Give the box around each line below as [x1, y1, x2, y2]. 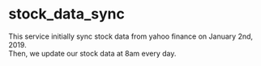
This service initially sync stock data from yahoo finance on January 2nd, [8, 31, 254, 41]
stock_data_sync [8, 5, 126, 23]
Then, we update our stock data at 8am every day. [8, 48, 177, 58]
